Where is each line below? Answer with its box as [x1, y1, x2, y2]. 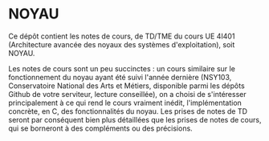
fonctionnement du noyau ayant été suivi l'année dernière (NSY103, [8, 72, 232, 82]
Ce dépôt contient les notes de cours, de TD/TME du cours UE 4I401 [8, 31, 235, 41]
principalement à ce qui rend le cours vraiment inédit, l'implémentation [8, 98, 243, 107]
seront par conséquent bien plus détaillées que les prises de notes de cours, [8, 115, 262, 124]
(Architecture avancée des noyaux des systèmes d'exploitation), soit [8, 39, 235, 49]
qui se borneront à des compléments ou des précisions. [8, 123, 193, 133]
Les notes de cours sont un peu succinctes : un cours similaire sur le [8, 63, 235, 73]
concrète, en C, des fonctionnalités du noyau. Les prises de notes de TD [8, 106, 247, 116]
